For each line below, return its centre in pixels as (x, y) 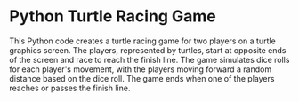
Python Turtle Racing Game (113, 16)
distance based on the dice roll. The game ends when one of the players (142, 78)
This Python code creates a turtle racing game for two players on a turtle (142, 41)
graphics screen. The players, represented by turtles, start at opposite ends (148, 50)
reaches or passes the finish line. (70, 88)
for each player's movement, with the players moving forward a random (141, 69)
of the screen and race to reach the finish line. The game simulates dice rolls (149, 59)
